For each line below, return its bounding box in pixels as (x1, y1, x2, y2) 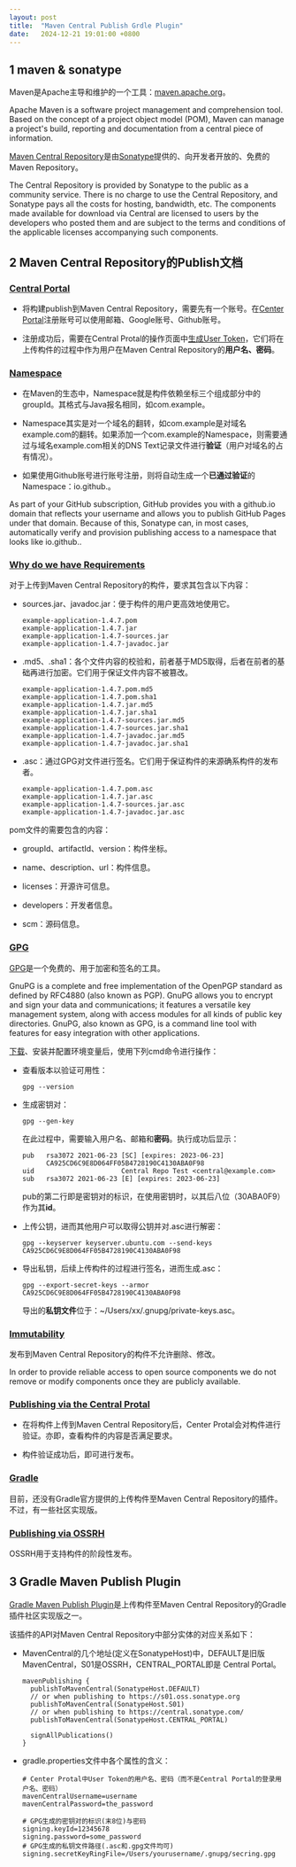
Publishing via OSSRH (9, 1527, 105, 1539)
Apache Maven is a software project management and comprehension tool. (9, 105, 284, 115)
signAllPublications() (30, 1731, 114, 1739)
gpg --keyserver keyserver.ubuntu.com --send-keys (21, 1238, 213, 1248)
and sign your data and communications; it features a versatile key (9, 999, 252, 1010)
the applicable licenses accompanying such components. (9, 227, 219, 237)
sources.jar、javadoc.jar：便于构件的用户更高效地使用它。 (21, 599, 235, 610)
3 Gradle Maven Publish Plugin (9, 1575, 181, 1590)
